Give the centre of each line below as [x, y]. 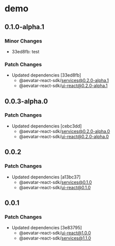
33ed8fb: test [26, 51]
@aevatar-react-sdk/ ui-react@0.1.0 [55, 187]
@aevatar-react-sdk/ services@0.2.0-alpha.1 [64, 81]
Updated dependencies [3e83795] [47, 228]
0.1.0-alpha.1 [25, 27]
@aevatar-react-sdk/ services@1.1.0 [55, 238]
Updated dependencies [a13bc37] [46, 177]
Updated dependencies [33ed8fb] [46, 75]
